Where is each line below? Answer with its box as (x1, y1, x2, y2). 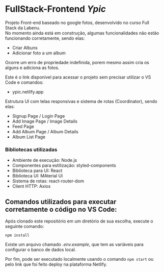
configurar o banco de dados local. (5, 247, 76, 253)
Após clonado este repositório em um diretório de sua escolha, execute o (5, 218, 153, 224)
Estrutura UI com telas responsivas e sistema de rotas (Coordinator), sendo (5, 98, 158, 104)
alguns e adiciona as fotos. (5, 65, 60, 71)
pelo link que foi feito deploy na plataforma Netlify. (5, 261, 107, 268)
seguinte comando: (5, 223, 44, 229)
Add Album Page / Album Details (12, 128, 79, 134)
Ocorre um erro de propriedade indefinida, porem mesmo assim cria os (5, 59, 149, 65)
